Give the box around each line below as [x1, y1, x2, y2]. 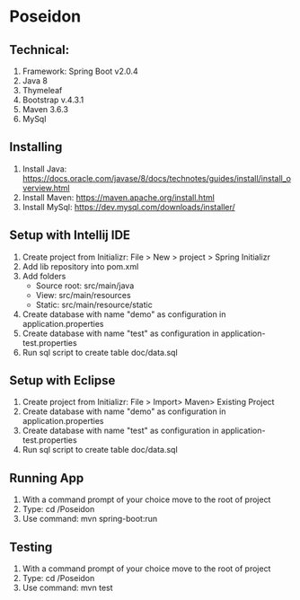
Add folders [22, 270, 66, 281]
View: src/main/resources [35, 289, 132, 300]
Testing [9, 539, 53, 554]
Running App [9, 470, 84, 486]
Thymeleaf [22, 85, 63, 95]
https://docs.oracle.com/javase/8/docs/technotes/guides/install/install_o [22, 172, 292, 183]
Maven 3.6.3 [22, 104, 69, 114]
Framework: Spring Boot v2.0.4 [22, 66, 138, 76]
